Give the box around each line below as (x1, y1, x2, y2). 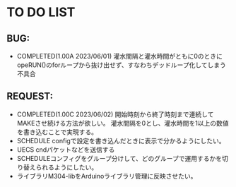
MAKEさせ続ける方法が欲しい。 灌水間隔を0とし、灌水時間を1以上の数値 (16, 119, 229, 127)
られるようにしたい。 (35, 163, 98, 171)
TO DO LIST (6, 4, 76, 20)
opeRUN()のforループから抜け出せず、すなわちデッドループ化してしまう (16, 61, 227, 69)
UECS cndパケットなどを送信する (16, 145, 115, 154)
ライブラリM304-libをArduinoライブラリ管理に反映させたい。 (16, 171, 197, 180)
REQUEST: (6, 90, 54, 102)
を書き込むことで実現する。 (16, 128, 98, 136)
